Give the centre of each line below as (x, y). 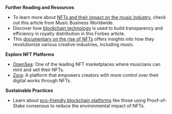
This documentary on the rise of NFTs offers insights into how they (83, 39)
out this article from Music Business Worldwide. (63, 23)
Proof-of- (157, 100)
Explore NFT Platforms (30, 54)
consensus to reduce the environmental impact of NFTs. (85, 106)
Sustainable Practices (29, 90)
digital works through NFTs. (42, 81)
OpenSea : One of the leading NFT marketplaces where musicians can (87, 64)
